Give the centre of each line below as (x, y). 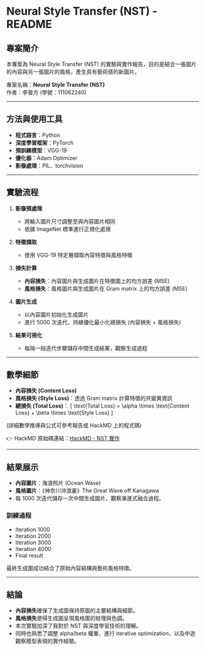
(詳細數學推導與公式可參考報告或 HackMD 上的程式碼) (74, 425)
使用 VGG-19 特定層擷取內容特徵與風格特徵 (78, 255)
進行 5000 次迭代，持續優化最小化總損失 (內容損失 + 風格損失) (103, 322)
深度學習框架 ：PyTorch (44, 142)
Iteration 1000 (33, 529)
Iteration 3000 (33, 542)
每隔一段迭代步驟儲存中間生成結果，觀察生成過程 (86, 348)
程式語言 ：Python (38, 135)
